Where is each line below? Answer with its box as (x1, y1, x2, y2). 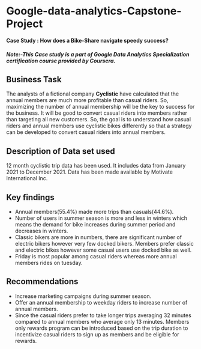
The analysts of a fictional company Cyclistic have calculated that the (6, 90, 179, 97)
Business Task (6, 74, 62, 85)
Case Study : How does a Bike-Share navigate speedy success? (6, 37, 169, 44)
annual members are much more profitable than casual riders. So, (6, 97, 169, 104)
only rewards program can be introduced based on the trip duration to (14, 324, 188, 332)
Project (6, 17, 43, 31)
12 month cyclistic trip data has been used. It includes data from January (6, 162, 186, 169)
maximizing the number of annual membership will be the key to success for (6, 103, 195, 111)
